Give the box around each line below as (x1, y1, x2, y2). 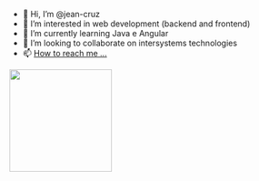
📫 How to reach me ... (22, 48, 107, 58)
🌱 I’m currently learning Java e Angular (22, 28, 169, 38)
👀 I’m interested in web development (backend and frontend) (22, 18, 251, 29)
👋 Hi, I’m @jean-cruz (22, 9, 101, 19)
